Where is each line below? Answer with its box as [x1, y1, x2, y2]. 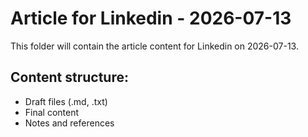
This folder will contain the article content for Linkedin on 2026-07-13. [10, 40, 299, 52]
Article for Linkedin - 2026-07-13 [10, 7, 292, 30]
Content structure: [10, 69, 129, 86]
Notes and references [24, 117, 115, 129]
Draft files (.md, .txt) [24, 95, 108, 107]
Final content [24, 106, 80, 118]
